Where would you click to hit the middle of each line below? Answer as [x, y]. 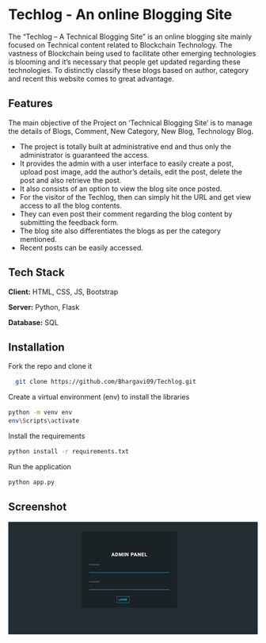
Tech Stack [36, 272]
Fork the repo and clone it [50, 366]
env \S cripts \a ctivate [44, 421]
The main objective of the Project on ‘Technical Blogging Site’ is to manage [130, 122]
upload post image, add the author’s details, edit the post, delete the [131, 171]
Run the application [40, 466]
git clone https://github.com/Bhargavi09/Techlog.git [106, 382]
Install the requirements [47, 436]
